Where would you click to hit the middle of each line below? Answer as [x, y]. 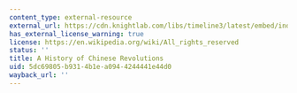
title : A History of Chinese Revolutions [87, 58]
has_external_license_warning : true [76, 34]
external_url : [35, 26]
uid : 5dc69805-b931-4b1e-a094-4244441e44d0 [91, 67]
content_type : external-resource [71, 17]
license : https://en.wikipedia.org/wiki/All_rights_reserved [124, 42]
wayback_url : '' [39, 75]
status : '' [29, 50]
